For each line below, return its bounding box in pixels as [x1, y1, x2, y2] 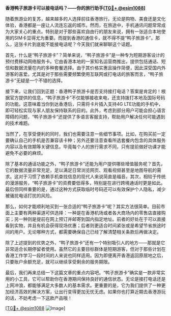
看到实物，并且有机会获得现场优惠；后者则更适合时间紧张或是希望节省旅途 [5, 222, 161, 228]
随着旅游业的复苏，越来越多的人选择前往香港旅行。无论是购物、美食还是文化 [5, 16, 166, 22]
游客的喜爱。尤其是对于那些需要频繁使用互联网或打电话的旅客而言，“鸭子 [5, 71, 159, 77]
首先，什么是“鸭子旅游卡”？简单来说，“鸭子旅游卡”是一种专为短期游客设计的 [5, 52, 165, 58]
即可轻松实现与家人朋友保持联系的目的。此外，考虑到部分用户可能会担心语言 [5, 107, 166, 113]
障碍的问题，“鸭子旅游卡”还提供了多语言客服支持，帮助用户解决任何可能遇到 [5, 114, 165, 120]
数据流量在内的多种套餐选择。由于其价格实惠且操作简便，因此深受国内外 [14, 65, 166, 71]
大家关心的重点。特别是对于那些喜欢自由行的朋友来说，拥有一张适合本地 [9, 28, 161, 35]
